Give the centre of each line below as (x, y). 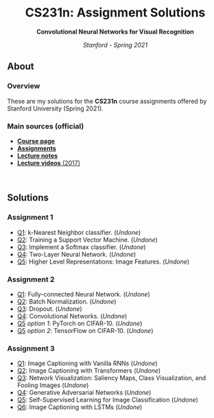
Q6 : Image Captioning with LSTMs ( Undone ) (80, 407)
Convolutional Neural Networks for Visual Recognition (115, 32)
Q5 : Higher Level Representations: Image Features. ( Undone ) (103, 262)
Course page (36, 141)
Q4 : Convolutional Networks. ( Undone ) (72, 316)
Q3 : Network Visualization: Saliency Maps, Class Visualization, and (111, 378)
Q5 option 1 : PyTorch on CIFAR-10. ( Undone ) (80, 323)
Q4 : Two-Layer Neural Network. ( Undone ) (76, 254)
